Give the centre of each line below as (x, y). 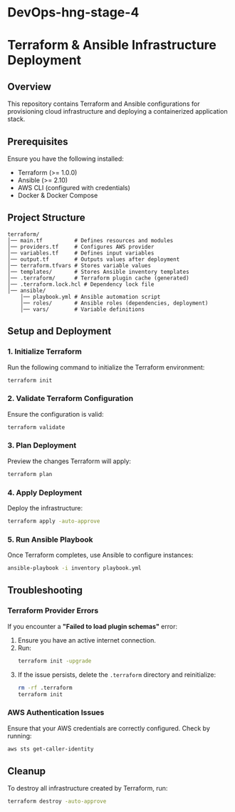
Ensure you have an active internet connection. (87, 640)
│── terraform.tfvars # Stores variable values (79, 265)
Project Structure (46, 218)
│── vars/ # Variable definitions (82, 309)
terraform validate (36, 427)
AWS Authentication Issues (56, 713)
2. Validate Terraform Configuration (70, 399)
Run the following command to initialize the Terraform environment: (106, 367)
